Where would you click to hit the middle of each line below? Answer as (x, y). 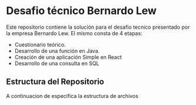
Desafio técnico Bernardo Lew (82, 11)
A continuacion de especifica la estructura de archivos (72, 96)
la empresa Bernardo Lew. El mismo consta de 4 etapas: (74, 33)
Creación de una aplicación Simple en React (68, 57)
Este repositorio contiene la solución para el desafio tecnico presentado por (98, 27)
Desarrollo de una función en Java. (57, 50)
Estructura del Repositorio (55, 82)
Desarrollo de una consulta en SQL (57, 63)
